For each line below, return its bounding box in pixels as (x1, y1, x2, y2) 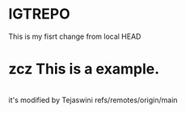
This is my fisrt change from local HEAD (8, 31, 142, 41)
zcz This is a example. (8, 60, 160, 78)
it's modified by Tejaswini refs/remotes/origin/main (8, 94, 178, 105)
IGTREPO (8, 5, 70, 23)
